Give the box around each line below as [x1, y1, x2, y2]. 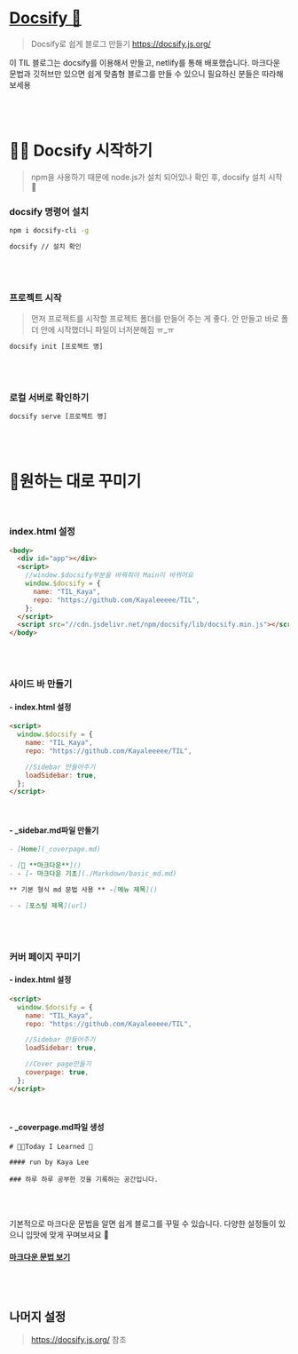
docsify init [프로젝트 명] [9, 342, 104, 352]
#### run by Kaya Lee [9, 1158, 90, 1167]
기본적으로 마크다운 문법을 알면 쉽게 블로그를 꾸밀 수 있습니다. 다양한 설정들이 [9, 1218, 277, 1229]
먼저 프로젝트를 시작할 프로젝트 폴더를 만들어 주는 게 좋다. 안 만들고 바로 [30, 313, 279, 324]
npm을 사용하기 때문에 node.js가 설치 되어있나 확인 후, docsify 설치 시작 [30, 171, 283, 182]
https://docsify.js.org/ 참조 [30, 1334, 127, 1344]
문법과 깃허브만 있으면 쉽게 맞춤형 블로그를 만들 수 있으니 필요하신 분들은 [9, 68, 260, 79]
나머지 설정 [9, 1309, 67, 1324]
